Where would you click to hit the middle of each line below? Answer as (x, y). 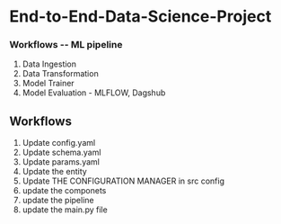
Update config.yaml (59, 143)
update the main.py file (65, 210)
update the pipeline (58, 201)
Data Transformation (60, 74)
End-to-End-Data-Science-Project (140, 17)
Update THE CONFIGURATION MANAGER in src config (123, 181)
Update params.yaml (61, 162)
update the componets (64, 191)
